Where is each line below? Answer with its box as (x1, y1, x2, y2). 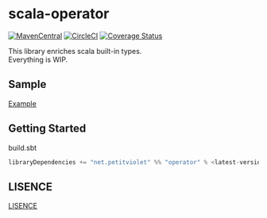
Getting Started (8, 122, 87, 136)
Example (8, 98, 37, 108)
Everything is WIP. (8, 55, 68, 64)
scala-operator (8, 5, 110, 23)
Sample (8, 78, 47, 91)
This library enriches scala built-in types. (8, 46, 142, 55)
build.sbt (8, 143, 37, 152)
